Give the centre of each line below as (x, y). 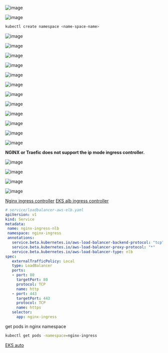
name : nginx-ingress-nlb (33, 228)
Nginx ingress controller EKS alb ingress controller (57, 200)
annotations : (21, 238)
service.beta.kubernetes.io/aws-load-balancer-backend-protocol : (81, 242)
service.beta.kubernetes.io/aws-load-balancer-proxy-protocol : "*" (83, 247)
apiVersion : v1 (21, 214)
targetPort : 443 (33, 298)
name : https (29, 307)
